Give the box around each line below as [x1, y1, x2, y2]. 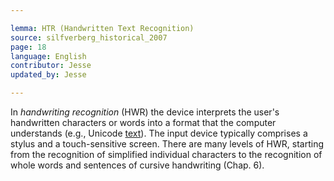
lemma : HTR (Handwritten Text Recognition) [10, 23, 195, 33]
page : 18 [10, 42, 47, 52]
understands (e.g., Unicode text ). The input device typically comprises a [10, 127, 308, 139]
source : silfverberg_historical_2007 [10, 32, 168, 43]
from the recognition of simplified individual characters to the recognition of [10, 149, 323, 160]
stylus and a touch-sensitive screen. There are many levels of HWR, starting [10, 138, 324, 150]
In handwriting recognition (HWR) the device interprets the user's [10, 106, 280, 118]
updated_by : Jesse [10, 70, 87, 80]
